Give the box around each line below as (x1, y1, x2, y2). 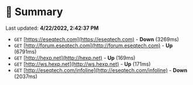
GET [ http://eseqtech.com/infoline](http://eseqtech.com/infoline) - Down (13, 66, 188, 73)
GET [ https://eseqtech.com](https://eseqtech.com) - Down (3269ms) (13, 36, 180, 42)
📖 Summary (5, 5, 63, 19)
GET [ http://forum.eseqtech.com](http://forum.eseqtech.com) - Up (13, 42, 173, 49)
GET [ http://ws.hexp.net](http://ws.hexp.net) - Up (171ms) (13, 61, 151, 68)
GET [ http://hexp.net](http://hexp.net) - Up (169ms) (13, 54, 136, 61)
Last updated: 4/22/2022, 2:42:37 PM (5, 24, 99, 31)
